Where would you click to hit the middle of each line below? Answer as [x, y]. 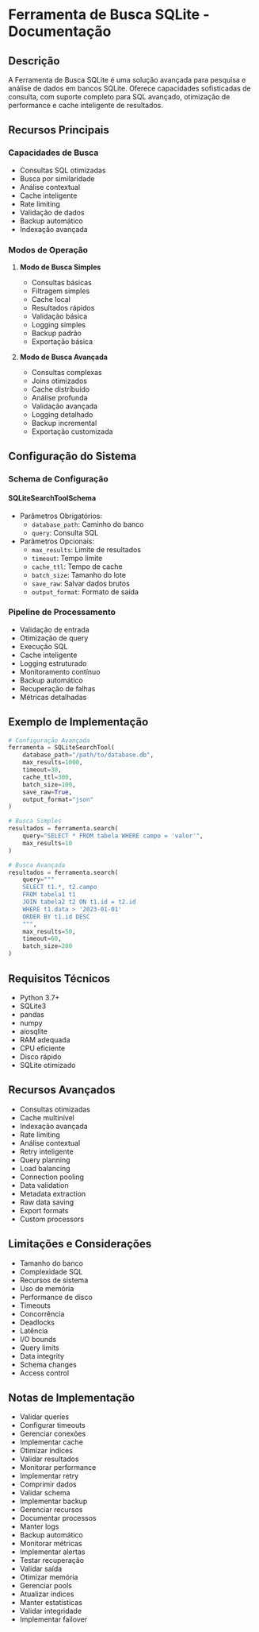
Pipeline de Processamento [62, 612]
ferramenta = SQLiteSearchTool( [61, 748]
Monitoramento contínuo [60, 671]
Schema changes [48, 1364]
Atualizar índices [47, 1594]
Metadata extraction [53, 1193]
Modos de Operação [48, 249]
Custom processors [52, 1219]
